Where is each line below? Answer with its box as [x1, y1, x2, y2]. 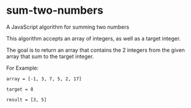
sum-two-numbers [6, 4, 104, 17]
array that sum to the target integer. [6, 53, 94, 60]
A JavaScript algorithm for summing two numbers [6, 23, 130, 30]
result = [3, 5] [6, 97, 47, 103]
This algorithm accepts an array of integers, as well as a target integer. [6, 35, 181, 42]
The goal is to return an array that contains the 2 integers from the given [6, 46, 185, 54]
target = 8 [6, 86, 34, 92]
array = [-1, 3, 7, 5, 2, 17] [6, 76, 82, 82]
